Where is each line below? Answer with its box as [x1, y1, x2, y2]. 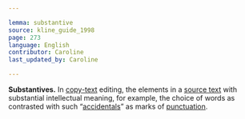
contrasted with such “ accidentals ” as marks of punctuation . [8, 101, 208, 111]
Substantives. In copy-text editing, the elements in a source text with [8, 85, 238, 94]
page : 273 [8, 34, 42, 42]
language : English [8, 41, 70, 49]
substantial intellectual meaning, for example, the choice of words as [8, 93, 235, 102]
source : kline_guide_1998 [8, 26, 94, 34]
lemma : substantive [8, 18, 74, 26]
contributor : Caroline [8, 49, 84, 57]
